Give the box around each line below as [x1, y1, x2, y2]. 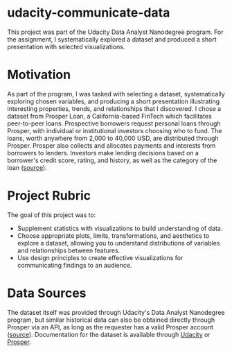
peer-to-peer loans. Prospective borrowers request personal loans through [7, 119, 221, 128]
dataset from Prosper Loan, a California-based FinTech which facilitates [7, 112, 213, 120]
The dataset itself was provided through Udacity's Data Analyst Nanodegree [7, 308, 225, 316]
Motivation [7, 67, 71, 83]
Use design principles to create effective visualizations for [17, 253, 184, 261]
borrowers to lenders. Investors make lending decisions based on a [7, 148, 199, 157]
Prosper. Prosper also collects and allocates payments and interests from [7, 141, 216, 150]
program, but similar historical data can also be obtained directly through [7, 316, 215, 324]
